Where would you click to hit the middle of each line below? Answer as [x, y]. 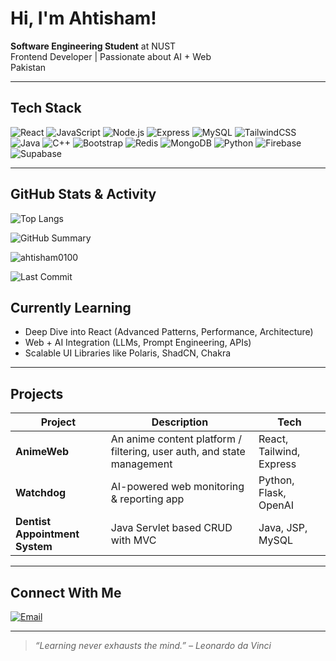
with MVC [133, 540]
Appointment [47, 534]
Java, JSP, [283, 528]
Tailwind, [279, 452]
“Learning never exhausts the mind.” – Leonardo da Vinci [153, 645]
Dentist [33, 522]
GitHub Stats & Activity [83, 194]
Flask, [272, 493]
